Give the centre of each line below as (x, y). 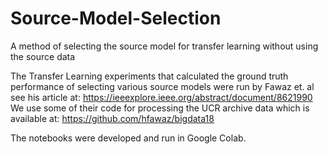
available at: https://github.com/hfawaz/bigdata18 (112, 118)
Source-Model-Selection (116, 18)
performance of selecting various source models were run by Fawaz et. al (162, 86)
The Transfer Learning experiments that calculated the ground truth (149, 76)
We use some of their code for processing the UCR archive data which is (160, 108)
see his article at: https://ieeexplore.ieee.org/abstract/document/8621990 (161, 97)
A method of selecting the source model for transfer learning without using (164, 46)
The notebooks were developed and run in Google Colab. (128, 138)
